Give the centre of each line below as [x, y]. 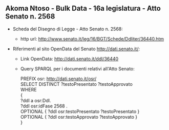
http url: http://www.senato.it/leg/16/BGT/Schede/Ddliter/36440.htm [92, 39]
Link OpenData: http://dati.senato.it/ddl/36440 [69, 59]
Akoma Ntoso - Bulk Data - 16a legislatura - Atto [83, 8]
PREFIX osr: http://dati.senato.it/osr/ [58, 79]
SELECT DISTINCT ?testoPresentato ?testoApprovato [77, 84]
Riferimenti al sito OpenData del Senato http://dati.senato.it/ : [76, 49]
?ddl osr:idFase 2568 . [44, 106]
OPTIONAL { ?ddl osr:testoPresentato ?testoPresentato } [80, 111]
